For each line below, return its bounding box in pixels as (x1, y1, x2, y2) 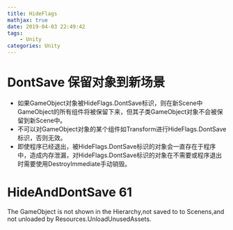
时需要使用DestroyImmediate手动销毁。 (17, 159, 131, 167)
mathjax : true (7, 17, 49, 24)
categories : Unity (7, 42, 61, 49)
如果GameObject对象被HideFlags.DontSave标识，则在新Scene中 (17, 99, 203, 107)
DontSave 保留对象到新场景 (7, 74, 166, 90)
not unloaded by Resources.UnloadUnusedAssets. (7, 215, 152, 223)
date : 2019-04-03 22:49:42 (7, 23, 86, 30)
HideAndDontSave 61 (7, 185, 132, 200)
